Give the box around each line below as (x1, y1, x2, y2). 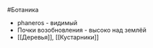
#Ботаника (7, 6, 39, 14)
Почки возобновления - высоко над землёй (17, 26, 147, 34)
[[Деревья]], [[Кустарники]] (17, 33, 99, 41)
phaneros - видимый (17, 19, 78, 26)
